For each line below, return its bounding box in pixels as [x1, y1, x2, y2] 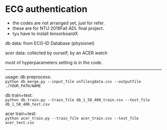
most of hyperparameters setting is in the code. [5, 59, 103, 65]
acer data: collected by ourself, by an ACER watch [5, 50, 108, 56]
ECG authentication [5, 3, 88, 15]
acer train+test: [5, 111, 37, 117]
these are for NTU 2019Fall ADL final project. [12, 25, 104, 31]
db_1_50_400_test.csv [5, 102, 50, 107]
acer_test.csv [5, 120, 35, 125]
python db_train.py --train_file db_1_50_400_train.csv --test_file [5, 97, 150, 103]
